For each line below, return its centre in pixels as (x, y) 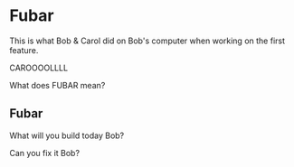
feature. (24, 50)
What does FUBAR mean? (57, 85)
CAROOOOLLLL (39, 68)
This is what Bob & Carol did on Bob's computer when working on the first (147, 41)
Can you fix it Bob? (44, 153)
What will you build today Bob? (67, 135)
